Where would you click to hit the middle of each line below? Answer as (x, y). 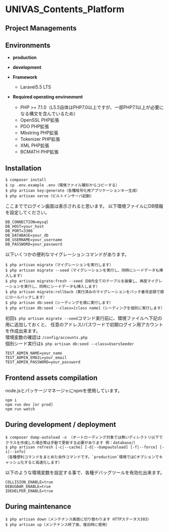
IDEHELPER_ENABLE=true (29, 491)
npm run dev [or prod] (29, 405)
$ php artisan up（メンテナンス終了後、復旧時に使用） (58, 524)
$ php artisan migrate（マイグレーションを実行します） (59, 265)
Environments (28, 45)
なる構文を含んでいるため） (49, 114)
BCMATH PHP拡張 (39, 152)
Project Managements (41, 28)
